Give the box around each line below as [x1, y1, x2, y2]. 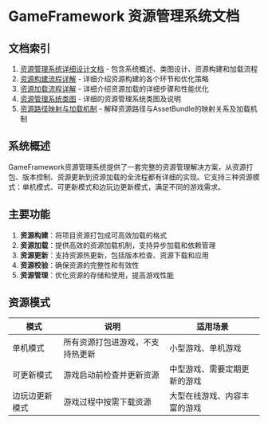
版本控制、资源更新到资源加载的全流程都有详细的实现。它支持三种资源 [22, 172, 253, 182]
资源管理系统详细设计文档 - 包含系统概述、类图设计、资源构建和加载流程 [19, 65, 258, 73]
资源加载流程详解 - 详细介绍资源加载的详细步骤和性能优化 [19, 84, 210, 93]
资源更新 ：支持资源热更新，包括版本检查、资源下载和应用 [19, 250, 209, 260]
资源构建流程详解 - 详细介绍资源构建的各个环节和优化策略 [19, 74, 210, 84]
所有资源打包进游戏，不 [63, 336, 152, 347]
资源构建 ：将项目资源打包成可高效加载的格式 [19, 230, 167, 240]
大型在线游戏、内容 [168, 391, 242, 402]
